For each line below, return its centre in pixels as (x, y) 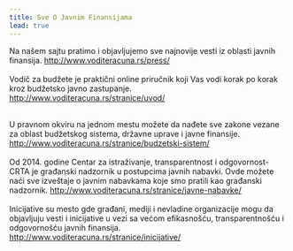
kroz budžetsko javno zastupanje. (71, 88)
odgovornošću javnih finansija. (65, 227)
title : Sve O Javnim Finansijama (71, 17)
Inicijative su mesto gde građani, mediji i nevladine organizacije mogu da (141, 209)
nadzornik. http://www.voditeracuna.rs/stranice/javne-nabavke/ (125, 190)
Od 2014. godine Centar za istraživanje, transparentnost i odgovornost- (139, 162)
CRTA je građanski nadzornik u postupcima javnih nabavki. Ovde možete (142, 171)
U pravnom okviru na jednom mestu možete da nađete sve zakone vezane (144, 124)
